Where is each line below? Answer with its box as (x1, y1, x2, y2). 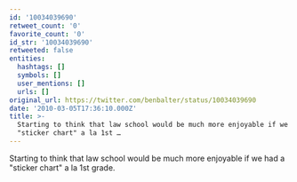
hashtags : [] (17, 63, 66, 72)
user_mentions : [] (17, 79, 86, 88)
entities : (9, 54, 46, 63)
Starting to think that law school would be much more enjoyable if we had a (9, 153, 285, 163)
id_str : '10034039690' (9, 37, 93, 47)
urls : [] (17, 87, 50, 96)
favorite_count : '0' (9, 29, 86, 38)
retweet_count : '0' (9, 21, 82, 30)
